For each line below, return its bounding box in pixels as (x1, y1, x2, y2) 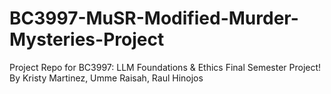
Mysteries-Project (9, 28, 165, 51)
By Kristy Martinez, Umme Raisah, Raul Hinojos (9, 72, 204, 84)
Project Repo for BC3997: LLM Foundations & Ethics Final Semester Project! (9, 61, 322, 73)
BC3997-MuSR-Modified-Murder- (9, 7, 299, 30)
